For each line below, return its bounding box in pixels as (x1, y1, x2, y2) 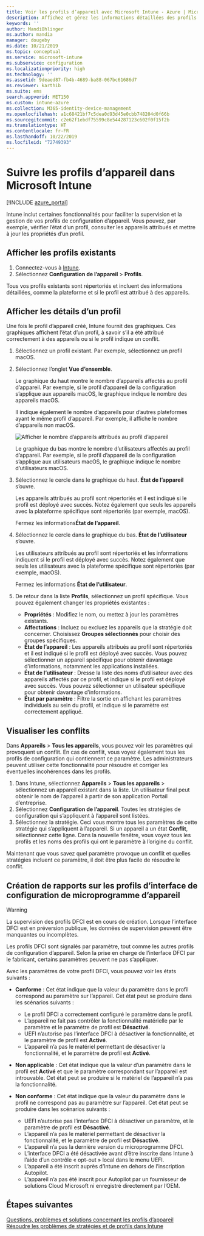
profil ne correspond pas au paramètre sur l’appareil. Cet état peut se (15, 1099, 189, 1106)
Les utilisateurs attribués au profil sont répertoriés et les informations (15, 549, 188, 557)
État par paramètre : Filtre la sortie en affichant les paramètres (24, 695, 182, 702)
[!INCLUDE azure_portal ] (6, 199, 68, 206)
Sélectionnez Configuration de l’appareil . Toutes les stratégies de (15, 806, 181, 813)
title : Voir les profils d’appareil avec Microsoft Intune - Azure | (6, 9, 186, 15)
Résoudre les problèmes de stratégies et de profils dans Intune (6, 1222, 164, 1229)
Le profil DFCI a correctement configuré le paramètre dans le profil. (24, 1010, 193, 1018)
